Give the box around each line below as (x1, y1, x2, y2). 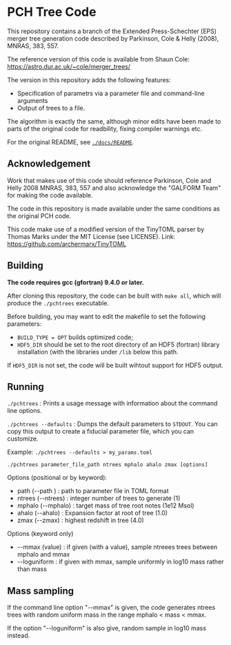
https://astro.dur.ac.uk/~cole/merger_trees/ (7, 62, 131, 70)
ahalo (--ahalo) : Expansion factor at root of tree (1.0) (17, 509, 168, 517)
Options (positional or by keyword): (7, 474, 108, 482)
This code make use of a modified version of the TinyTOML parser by (7, 225, 205, 233)
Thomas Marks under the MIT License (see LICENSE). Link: (7, 232, 176, 240)
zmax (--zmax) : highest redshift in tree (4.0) (17, 516, 145, 525)
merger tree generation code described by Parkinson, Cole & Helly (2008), (7, 34, 219, 42)
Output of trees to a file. (17, 104, 86, 112)
